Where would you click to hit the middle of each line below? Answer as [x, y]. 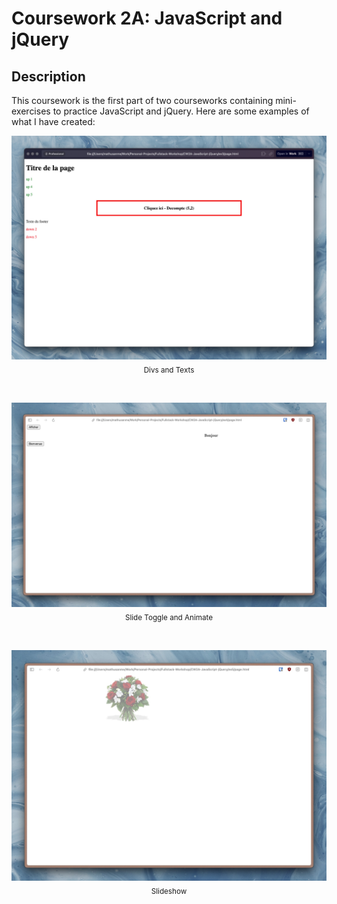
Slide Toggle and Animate [169, 618]
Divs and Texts [169, 370]
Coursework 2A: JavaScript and [147, 18]
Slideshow [169, 891]
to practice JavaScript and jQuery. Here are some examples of [181, 111]
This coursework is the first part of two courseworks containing [142, 100]
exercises [31, 111]
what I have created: [53, 121]
